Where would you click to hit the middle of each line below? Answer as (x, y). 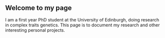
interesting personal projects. (35, 30)
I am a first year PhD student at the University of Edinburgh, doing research (82, 19)
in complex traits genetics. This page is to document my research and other (82, 25)
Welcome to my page (39, 8)
